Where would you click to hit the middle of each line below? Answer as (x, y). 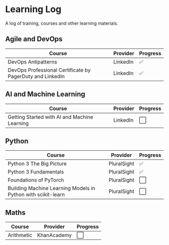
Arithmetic (20, 235)
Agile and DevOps (34, 39)
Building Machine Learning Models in (52, 189)
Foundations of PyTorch (36, 180)
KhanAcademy (54, 235)
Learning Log (33, 9)
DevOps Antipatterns (32, 62)
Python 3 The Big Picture (37, 164)
